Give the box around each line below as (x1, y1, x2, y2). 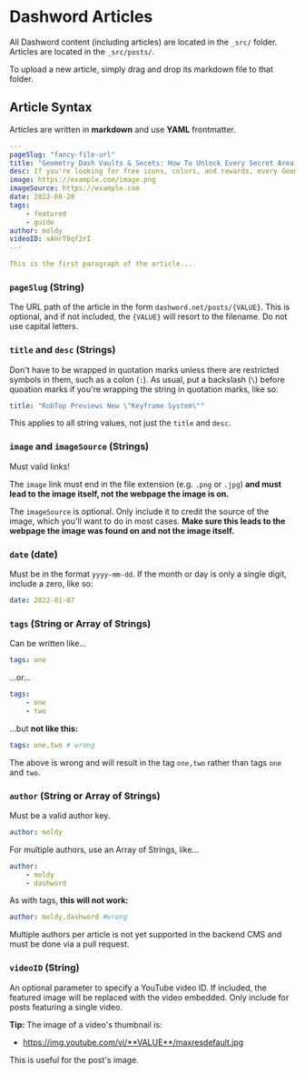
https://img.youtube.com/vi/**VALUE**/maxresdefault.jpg (22, 1037, 244, 1048)
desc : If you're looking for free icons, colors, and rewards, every (9, 166, 279, 176)
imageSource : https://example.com (9, 184, 141, 193)
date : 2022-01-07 (9, 596, 75, 606)
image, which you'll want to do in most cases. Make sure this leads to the (9, 516, 286, 527)
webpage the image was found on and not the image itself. (9, 525, 235, 536)
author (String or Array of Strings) (9, 789, 161, 802)
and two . (9, 767, 41, 778)
